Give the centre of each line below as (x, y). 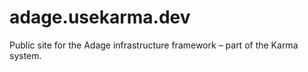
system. (25, 55)
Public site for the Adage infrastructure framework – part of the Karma (154, 45)
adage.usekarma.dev (100, 17)
